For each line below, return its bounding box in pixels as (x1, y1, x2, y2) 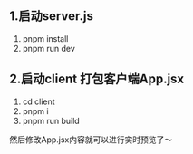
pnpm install (22, 33, 69, 43)
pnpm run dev (22, 43, 75, 53)
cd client (22, 96, 56, 107)
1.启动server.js (9, 8, 93, 24)
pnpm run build (22, 115, 80, 126)
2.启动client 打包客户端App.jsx (9, 72, 185, 87)
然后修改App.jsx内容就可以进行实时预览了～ (9, 134, 173, 145)
